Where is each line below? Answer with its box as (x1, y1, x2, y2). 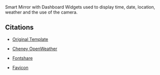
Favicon (12, 64, 29, 70)
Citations (5, 23, 34, 32)
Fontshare (12, 55, 33, 61)
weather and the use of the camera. (5, 9, 78, 15)
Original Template (12, 36, 48, 42)
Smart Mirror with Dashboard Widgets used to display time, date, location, (5, 4, 156, 10)
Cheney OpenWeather (12, 46, 58, 52)
